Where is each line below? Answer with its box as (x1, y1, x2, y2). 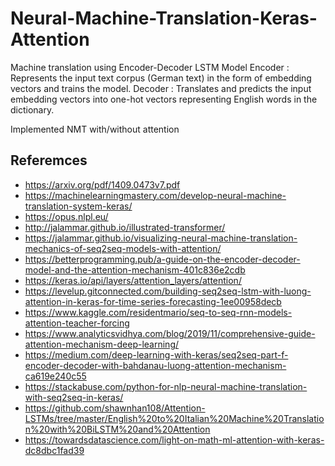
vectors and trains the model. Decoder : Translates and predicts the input (10, 82, 312, 94)
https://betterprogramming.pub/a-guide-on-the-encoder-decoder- (24, 253, 301, 265)
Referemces (10, 152, 88, 169)
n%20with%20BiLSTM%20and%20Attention (24, 423, 211, 435)
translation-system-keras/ (24, 200, 133, 212)
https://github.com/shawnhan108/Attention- (24, 402, 206, 414)
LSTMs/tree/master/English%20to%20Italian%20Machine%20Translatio (24, 412, 325, 424)
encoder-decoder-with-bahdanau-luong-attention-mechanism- (24, 359, 287, 371)
